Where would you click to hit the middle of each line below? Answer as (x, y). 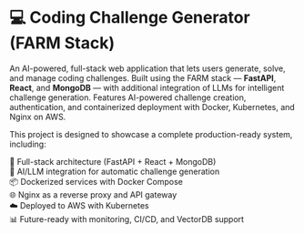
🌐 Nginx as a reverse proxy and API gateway (93, 194)
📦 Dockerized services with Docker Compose (96, 181)
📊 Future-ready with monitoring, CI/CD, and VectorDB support (127, 219)
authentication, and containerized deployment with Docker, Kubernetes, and (152, 107)
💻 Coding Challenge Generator (130, 18)
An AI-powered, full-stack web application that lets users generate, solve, (147, 68)
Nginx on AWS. (38, 117)
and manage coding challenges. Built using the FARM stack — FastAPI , (143, 77)
